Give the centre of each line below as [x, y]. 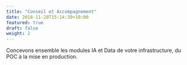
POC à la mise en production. [42, 57]
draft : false [22, 28]
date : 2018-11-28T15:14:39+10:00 [47, 17]
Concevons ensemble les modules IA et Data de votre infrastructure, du [94, 50]
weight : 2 [18, 34]
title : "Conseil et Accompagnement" [51, 12]
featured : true [25, 22]
